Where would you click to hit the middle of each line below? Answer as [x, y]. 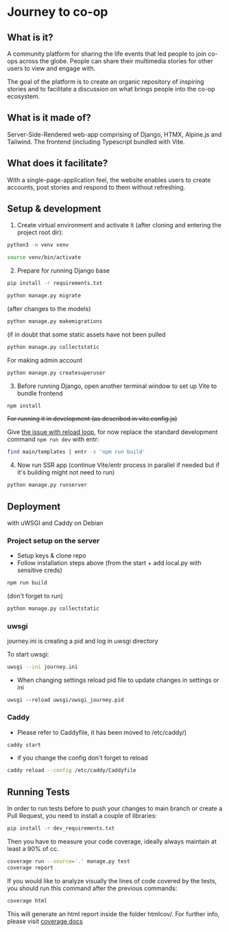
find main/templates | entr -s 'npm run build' [76, 452]
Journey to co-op [58, 12]
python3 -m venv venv [38, 245]
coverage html [27, 900]
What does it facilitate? [58, 163]
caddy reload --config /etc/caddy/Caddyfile [72, 771]
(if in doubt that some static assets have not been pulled [86, 334]
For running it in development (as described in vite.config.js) [92, 419]
